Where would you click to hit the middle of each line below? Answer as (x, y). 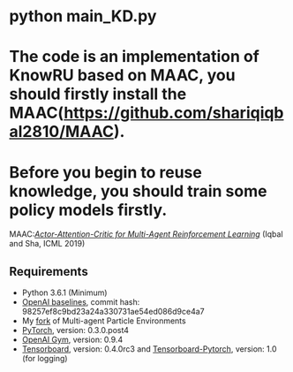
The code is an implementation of (135, 57)
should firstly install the (98, 94)
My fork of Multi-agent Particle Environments (104, 321)
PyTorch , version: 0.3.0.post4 (75, 330)
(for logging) (45, 359)
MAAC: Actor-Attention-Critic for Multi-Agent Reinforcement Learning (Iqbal (146, 234)
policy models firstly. (88, 210)
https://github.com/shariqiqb (173, 113)
